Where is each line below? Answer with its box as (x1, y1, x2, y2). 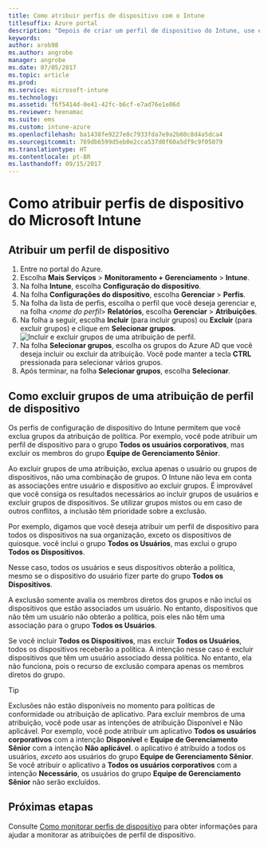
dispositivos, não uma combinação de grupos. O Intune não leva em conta (8, 472, 253, 481)
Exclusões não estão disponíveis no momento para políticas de (8, 700, 215, 710)
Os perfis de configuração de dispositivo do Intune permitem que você (8, 422, 242, 432)
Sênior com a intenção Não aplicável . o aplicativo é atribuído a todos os (8, 743, 246, 753)
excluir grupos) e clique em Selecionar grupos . (19, 324, 176, 334)
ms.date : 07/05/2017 (8, 64, 77, 72)
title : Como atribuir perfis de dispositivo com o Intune (8, 11, 205, 20)
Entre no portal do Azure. (19, 264, 103, 274)
